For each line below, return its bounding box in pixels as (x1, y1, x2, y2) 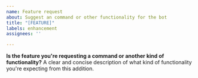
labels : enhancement (6, 25, 58, 32)
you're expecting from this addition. (6, 65, 95, 72)
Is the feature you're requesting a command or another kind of (6, 52, 165, 60)
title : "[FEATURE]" (6, 20, 55, 26)
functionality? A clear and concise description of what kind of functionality (6, 59, 193, 66)
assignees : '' (6, 31, 42, 37)
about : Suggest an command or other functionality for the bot (6, 14, 167, 20)
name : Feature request (6, 8, 63, 15)
